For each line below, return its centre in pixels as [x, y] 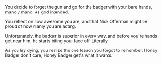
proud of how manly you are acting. [41, 26]
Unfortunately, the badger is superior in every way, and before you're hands [81, 36]
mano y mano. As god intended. [37, 12]
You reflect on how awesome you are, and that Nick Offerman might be [76, 21]
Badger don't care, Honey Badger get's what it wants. [59, 55]
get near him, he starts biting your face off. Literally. [57, 41]
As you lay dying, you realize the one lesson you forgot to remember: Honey [81, 50]
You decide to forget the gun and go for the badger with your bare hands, [79, 7]
